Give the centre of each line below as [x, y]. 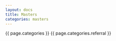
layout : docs [19, 10]
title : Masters [21, 14]
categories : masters [27, 19]
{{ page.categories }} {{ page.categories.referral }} [58, 33]
